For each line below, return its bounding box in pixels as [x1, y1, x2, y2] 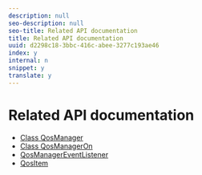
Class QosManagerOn [19, 141, 94, 151]
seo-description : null [8, 19, 84, 27]
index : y [8, 49, 38, 57]
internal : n [8, 57, 48, 65]
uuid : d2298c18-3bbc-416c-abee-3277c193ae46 [8, 42, 160, 50]
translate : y [8, 71, 52, 79]
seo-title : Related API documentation [8, 26, 138, 35]
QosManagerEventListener [19, 149, 109, 159]
